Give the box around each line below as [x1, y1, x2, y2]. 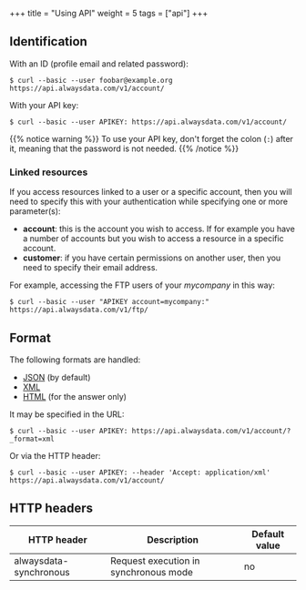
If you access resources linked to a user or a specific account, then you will [9, 187, 293, 198]
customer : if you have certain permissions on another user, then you [22, 252, 281, 263]
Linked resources [9, 166, 88, 178]
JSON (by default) [22, 371, 91, 382]
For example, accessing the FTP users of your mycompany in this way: [9, 280, 276, 290]
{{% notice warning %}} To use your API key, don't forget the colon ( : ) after [9, 133, 294, 144]
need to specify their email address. [22, 262, 158, 273]
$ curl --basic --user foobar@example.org [9, 76, 173, 85]
